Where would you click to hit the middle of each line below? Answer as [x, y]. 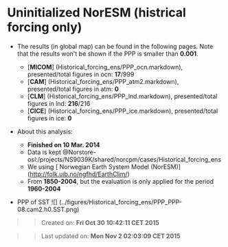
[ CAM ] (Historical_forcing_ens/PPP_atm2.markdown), [103, 81]
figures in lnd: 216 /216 [59, 103]
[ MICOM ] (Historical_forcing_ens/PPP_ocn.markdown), [105, 67]
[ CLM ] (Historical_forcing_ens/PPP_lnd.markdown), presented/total [122, 96]
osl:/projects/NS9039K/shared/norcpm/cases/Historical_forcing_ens [124, 159]
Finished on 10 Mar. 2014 [64, 144]
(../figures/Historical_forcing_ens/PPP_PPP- [121, 202]
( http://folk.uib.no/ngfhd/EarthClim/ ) [79, 174]
